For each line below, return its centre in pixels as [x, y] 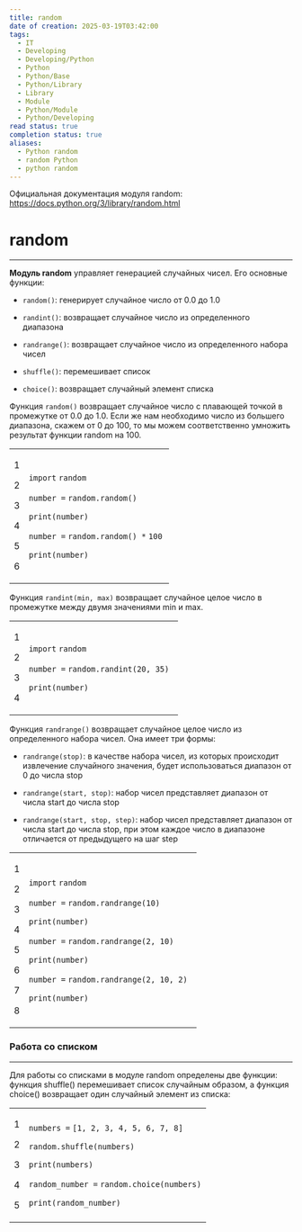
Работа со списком [53, 1047]
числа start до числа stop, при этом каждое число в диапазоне [143, 830]
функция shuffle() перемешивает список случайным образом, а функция [149, 1084]
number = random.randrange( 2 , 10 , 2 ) [108, 980]
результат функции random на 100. [75, 435]
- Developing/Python [56, 59]
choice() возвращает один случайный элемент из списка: [120, 1093]
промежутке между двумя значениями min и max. [107, 607]
